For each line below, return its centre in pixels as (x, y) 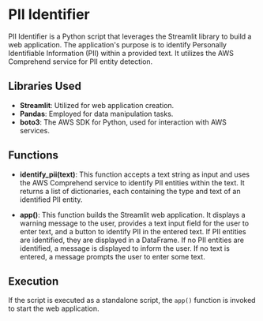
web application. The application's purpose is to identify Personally (118, 44)
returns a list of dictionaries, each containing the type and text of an (130, 191)
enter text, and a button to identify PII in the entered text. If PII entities (133, 231)
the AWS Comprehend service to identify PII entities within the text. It (132, 182)
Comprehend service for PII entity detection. (81, 62)
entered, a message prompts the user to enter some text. (112, 256)
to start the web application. (54, 308)
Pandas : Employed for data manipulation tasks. (96, 114)
